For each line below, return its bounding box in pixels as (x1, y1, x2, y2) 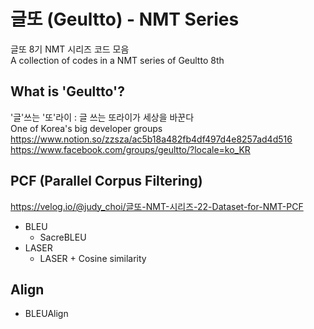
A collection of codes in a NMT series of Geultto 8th (10, 54, 225, 66)
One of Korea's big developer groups (10, 122, 163, 134)
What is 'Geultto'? (10, 83, 125, 100)
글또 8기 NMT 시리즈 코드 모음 (10, 43, 130, 55)
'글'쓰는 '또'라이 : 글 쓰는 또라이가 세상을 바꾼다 (10, 111, 195, 123)
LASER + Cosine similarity (39, 252, 147, 264)
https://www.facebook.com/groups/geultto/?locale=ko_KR (10, 143, 251, 155)
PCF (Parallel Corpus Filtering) (10, 173, 203, 190)
